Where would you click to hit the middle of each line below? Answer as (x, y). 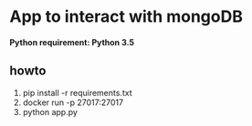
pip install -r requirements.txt (77, 92)
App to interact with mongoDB (126, 17)
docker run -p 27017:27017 (73, 102)
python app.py (50, 111)
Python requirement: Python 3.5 (72, 42)
